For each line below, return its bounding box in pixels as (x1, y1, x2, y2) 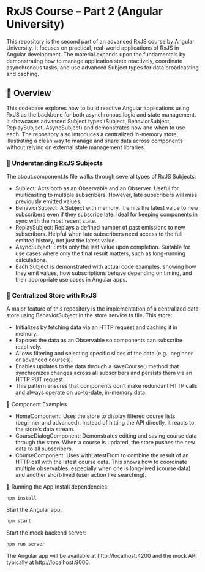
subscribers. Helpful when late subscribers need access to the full (15, 230, 183, 238)
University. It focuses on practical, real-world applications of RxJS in (6, 44, 179, 52)
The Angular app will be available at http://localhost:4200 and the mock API (6, 552, 197, 559)
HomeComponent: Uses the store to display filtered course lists (15, 412, 176, 420)
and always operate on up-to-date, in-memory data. (15, 388, 147, 396)
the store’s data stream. (15, 425, 75, 433)
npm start (6, 518, 32, 524)
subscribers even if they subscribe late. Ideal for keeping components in (15, 211, 198, 218)
